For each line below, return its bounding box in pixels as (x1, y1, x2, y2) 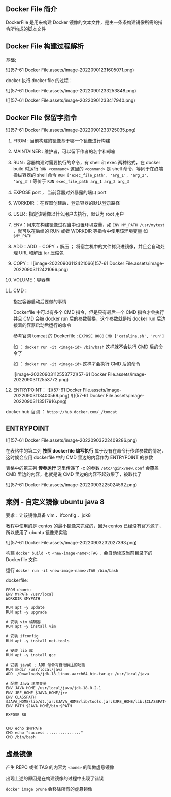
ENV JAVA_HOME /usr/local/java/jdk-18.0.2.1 (6, 686, 101, 691)
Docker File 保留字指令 (6, 114, 78, 122)
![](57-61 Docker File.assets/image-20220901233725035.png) (6, 127, 136, 134)
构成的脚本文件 (14, 25, 46, 32)
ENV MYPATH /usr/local (6, 592, 54, 597)
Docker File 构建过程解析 (6, 42, 84, 51)
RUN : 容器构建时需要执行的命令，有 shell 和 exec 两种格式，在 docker (13, 160, 161, 166)
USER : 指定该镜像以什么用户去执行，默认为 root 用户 (13, 211, 124, 217)
